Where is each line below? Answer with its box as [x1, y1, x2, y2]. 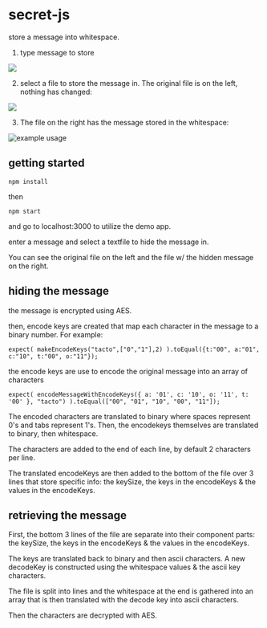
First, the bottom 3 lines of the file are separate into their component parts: [8, 530, 255, 540]
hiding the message [8, 284, 110, 298]
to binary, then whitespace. [8, 428, 99, 438]
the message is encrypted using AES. [8, 305, 132, 315]
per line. [8, 452, 36, 463]
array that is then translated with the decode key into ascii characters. [8, 595, 239, 605]
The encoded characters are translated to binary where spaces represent [8, 411, 251, 421]
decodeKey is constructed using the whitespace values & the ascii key [8, 562, 241, 572]
